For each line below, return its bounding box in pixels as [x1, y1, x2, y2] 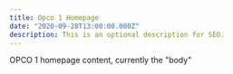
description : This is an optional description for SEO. [9, 30, 225, 39]
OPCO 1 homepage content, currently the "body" [9, 55, 192, 66]
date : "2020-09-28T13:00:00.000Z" [9, 22, 141, 31]
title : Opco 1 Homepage [9, 13, 100, 23]
